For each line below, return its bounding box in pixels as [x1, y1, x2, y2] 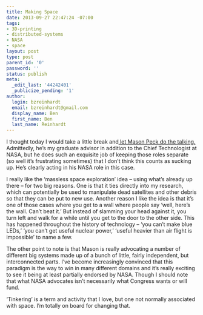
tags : [6, 20, 20, 26]
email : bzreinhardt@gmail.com [12, 104, 88, 111]
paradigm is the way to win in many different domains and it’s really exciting [6, 265, 195, 272]
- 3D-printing [6, 25, 42, 32]
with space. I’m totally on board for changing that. [6, 302, 131, 310]
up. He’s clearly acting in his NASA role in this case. [6, 164, 135, 171]
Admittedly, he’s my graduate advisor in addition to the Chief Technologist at [6, 145, 197, 152]
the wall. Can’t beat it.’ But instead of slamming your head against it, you [6, 208, 187, 215]
